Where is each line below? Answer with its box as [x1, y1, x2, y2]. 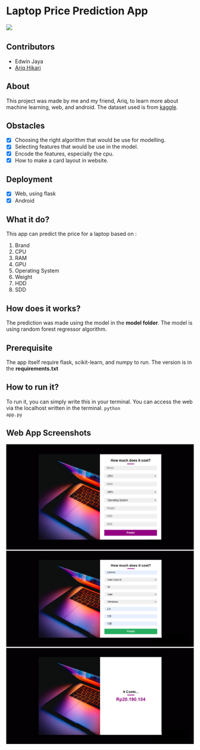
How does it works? [6, 303, 81, 313]
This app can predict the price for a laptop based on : [6, 231, 137, 238]
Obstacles [6, 120, 45, 130]
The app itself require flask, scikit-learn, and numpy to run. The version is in [6, 359, 192, 366]
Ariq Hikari [14, 64, 41, 71]
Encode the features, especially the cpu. [14, 150, 114, 157]
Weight [14, 273, 33, 281]
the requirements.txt [6, 365, 58, 372]
